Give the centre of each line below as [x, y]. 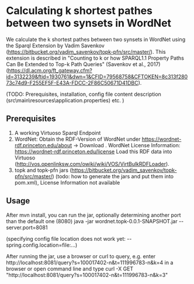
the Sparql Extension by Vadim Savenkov [56, 46]
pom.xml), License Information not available [67, 182]
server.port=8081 [27, 227]
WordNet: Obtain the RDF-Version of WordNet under [77, 139]
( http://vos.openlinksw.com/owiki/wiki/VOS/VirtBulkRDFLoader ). [92, 164]
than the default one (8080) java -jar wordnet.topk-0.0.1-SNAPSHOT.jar [92, 221]
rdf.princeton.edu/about [43, 145]
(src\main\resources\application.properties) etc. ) [65, 100]
